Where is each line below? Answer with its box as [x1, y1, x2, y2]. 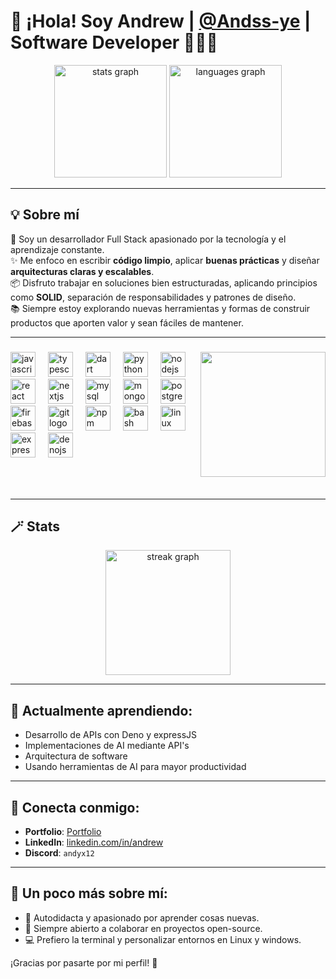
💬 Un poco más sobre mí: [10, 885, 168, 902]
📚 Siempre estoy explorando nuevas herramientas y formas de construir [10, 302, 311, 314]
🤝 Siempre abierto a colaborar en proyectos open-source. [24, 922, 263, 934]
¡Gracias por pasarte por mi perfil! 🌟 [10, 956, 158, 969]
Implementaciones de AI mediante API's [24, 740, 190, 752]
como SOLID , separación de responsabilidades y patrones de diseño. [10, 291, 297, 303]
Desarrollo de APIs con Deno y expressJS [24, 729, 197, 741]
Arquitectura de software [24, 750, 128, 762]
